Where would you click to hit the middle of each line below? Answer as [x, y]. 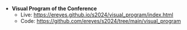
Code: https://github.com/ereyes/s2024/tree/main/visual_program [101, 21]
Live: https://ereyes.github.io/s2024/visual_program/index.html [97, 15]
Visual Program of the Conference [54, 9]
